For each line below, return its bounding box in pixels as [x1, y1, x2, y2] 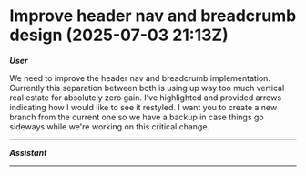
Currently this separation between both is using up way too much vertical [9, 82, 285, 93]
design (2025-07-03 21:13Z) [9, 25, 229, 46]
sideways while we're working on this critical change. [9, 120, 210, 132]
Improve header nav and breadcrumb [9, 5, 297, 26]
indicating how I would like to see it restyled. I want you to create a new [9, 101, 278, 112]
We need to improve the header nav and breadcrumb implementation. [9, 72, 271, 83]
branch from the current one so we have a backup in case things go [9, 111, 264, 122]
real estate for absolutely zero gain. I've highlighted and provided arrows [9, 92, 282, 103]
